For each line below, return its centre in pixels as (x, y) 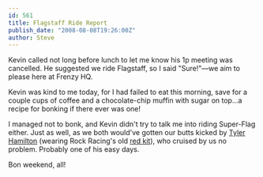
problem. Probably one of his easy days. (74, 149)
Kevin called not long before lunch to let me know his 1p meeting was (120, 60)
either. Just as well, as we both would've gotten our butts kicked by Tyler (127, 133)
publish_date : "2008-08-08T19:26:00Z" (72, 30)
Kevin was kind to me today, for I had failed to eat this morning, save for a (128, 92)
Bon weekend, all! (37, 165)
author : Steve (32, 38)
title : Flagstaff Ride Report (58, 23)
